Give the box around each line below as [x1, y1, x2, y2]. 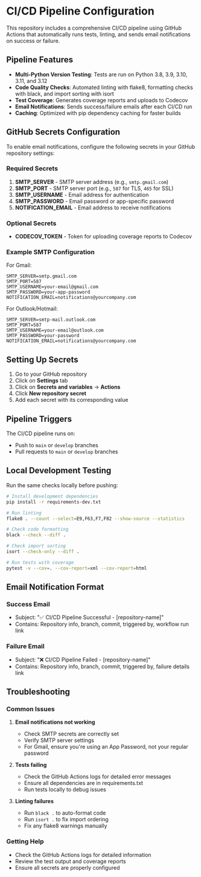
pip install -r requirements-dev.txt [6, 499, 101, 505]
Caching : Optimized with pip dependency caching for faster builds [14, 109, 181, 116]
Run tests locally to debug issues [24, 786, 107, 793]
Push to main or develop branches [14, 442, 98, 449]
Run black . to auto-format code [24, 809, 106, 816]
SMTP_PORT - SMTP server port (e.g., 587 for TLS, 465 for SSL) [14, 185, 174, 192]
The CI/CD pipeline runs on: [6, 430, 75, 437]
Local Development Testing [6, 465, 112, 476]
